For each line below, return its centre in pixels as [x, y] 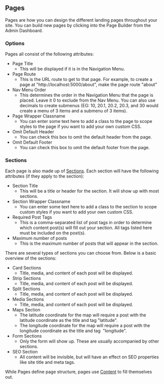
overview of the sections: [31, 258]
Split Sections [26, 289]
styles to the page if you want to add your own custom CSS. [81, 127]
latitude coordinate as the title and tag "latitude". [69, 320]
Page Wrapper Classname [39, 116]
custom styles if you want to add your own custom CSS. [77, 212]
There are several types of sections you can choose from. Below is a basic [81, 253]
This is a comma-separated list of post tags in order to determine [85, 223]
